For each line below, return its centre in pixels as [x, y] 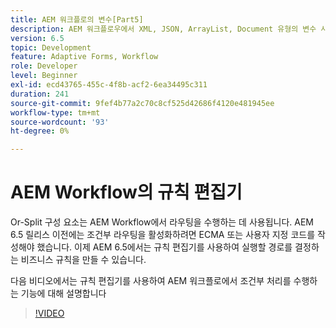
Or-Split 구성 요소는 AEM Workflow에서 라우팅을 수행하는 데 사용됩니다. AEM [162, 222]
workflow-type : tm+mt [55, 112]
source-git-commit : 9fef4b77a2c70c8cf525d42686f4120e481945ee [142, 103]
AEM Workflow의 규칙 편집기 [126, 192]
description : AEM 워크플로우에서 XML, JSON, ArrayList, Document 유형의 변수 [163, 29]
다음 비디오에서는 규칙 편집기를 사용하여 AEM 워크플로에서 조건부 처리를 [151, 281]
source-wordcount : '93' [60, 122]
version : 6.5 [37, 38]
